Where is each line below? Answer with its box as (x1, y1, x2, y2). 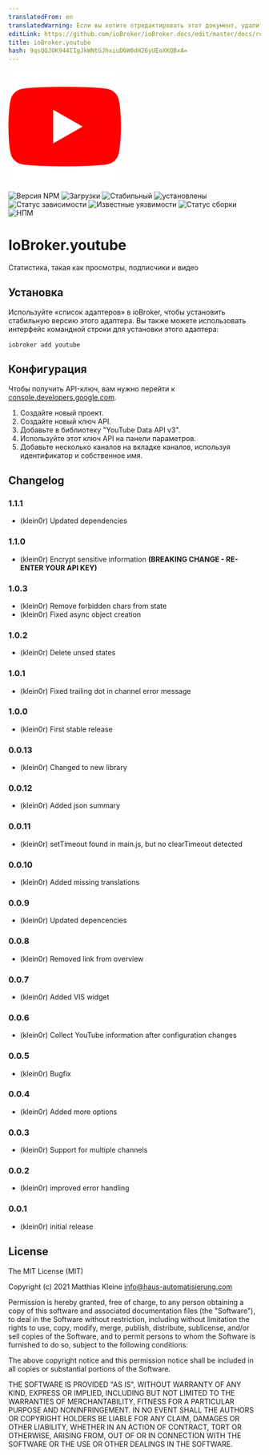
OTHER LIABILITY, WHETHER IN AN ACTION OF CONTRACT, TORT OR (8, 1422, 242, 1432)
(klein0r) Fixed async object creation (19, 610, 142, 619)
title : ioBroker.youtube (8, 39, 91, 47)
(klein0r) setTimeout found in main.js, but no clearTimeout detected (19, 839, 243, 849)
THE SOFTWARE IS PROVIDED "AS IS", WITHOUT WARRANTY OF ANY (8, 1380, 242, 1389)
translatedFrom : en (8, 13, 74, 21)
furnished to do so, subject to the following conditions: (8, 1339, 188, 1349)
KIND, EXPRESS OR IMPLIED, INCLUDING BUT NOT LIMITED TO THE (8, 1388, 235, 1397)
